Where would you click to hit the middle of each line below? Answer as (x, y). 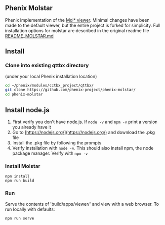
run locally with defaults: (30, 209)
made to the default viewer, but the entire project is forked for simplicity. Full (83, 25)
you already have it (32, 127)
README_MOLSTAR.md (29, 36)
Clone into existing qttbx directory (47, 65)
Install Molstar (23, 166)
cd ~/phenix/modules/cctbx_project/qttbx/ (49, 85)
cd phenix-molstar (24, 94)
